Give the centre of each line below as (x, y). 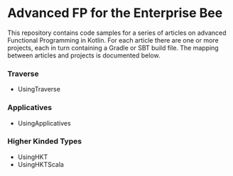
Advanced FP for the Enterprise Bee (115, 13)
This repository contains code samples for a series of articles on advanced (117, 33)
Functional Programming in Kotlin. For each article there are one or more (113, 40)
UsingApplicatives (44, 123)
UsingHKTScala (40, 164)
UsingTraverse (39, 89)
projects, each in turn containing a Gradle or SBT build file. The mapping (113, 48)
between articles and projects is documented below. (84, 55)
